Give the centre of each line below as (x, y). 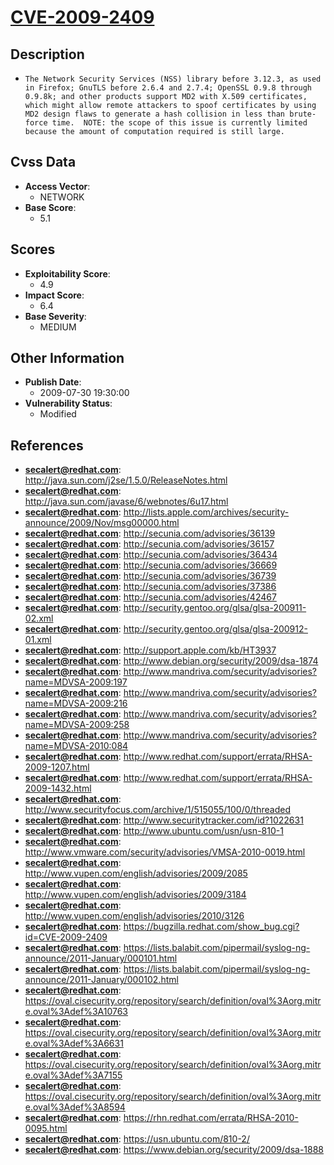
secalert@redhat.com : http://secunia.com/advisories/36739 (150, 576)
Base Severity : (55, 316)
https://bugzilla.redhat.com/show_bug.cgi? (211, 927)
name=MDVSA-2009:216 (76, 703)
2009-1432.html (58, 788)
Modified (58, 414)
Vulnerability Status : (68, 403)
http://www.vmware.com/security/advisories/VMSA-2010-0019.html (165, 852)
